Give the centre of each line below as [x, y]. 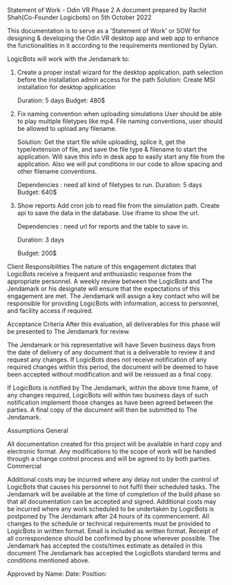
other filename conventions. [57, 171]
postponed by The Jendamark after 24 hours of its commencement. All [108, 516]
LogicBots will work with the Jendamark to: [68, 59]
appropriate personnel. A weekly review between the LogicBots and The [110, 281]
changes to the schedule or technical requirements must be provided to [109, 523]
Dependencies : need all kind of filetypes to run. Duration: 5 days [109, 185]
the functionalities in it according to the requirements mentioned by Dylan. [113, 45]
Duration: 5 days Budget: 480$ [61, 100]
